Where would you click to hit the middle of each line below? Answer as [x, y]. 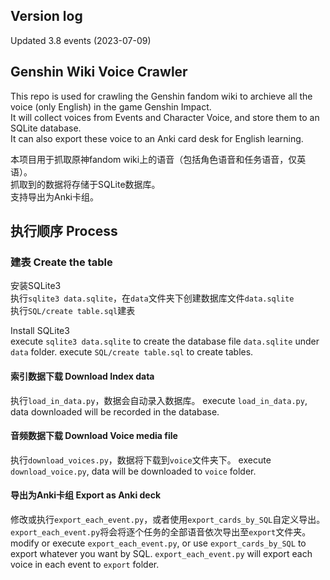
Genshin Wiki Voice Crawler [99, 72]
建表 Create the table [61, 262]
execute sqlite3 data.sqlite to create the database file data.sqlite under [165, 341]
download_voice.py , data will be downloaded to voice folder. [133, 471]
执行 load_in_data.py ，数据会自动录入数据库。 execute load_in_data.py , [159, 400]
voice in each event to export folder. [85, 564]
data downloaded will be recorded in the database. [115, 411]
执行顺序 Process [64, 231]
